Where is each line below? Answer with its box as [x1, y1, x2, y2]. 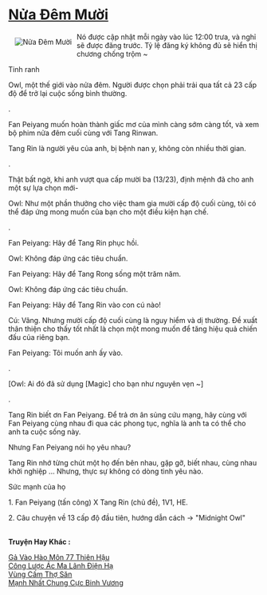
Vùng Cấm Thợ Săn [8, 569, 73, 579]
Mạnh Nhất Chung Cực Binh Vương [8, 577, 124, 587]
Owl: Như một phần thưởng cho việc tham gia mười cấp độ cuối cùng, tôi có [8, 198, 257, 208]
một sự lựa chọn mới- [8, 182, 79, 193]
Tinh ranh [8, 64, 40, 74]
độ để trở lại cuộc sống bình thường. [8, 88, 128, 98]
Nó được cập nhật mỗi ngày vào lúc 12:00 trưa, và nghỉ [77, 32, 257, 42]
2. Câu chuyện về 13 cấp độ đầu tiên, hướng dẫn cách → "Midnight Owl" [8, 513, 245, 522]
